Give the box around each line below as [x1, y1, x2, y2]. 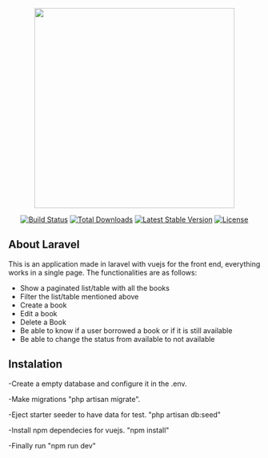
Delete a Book [19, 317, 66, 327]
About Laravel [8, 238, 80, 251]
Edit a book [19, 308, 58, 318]
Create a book [19, 300, 67, 310]
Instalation [8, 357, 62, 372]
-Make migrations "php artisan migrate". [8, 394, 141, 404]
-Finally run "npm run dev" [8, 440, 96, 450]
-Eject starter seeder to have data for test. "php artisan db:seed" [8, 409, 222, 420]
